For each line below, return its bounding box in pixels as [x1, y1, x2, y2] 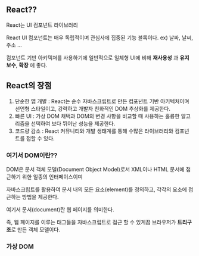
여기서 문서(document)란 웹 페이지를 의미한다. [6, 205, 114, 213]
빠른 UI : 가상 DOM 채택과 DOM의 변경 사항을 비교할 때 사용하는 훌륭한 [14, 113, 180, 120]
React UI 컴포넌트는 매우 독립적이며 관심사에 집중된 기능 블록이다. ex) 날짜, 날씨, [6, 34, 194, 41]
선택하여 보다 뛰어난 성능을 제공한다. [30, 120, 116, 127]
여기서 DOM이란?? [6, 151, 58, 160]
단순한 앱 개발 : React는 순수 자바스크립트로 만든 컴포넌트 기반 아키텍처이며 [14, 98, 189, 105]
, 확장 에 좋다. [15, 61, 48, 68]
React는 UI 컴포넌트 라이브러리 [6, 21, 79, 29]
